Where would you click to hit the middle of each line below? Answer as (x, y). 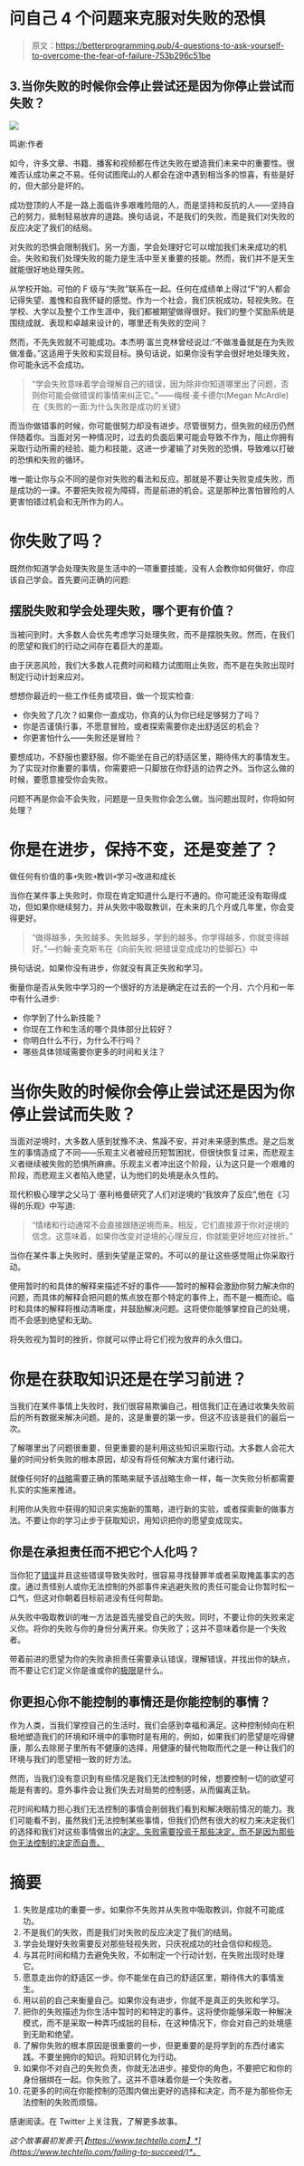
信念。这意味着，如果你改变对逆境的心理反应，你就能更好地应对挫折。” (162, 1236)
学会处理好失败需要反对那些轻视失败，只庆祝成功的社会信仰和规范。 (149, 1943)
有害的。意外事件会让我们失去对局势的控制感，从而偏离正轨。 (140, 1789)
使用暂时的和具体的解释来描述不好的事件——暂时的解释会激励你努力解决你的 (152, 1286)
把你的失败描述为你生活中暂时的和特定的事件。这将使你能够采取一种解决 (157, 2011)
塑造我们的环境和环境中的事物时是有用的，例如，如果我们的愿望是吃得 (156, 1736)
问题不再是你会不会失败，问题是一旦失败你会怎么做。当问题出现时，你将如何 (152, 799)
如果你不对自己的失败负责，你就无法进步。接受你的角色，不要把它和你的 (157, 2068)
